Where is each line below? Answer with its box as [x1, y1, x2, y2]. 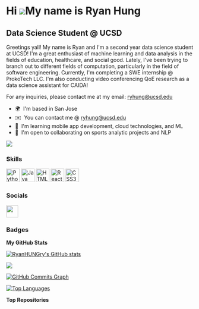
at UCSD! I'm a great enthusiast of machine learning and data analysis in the [6, 50, 193, 57]
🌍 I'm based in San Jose [14, 105, 78, 112]
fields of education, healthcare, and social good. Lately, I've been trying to [6, 57, 188, 63]
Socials [6, 192, 28, 200]
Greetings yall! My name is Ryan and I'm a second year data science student [6, 43, 194, 51]
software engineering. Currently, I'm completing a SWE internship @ [6, 69, 173, 76]
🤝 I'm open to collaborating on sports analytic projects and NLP [14, 129, 172, 136]
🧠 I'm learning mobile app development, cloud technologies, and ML [14, 123, 184, 129]
